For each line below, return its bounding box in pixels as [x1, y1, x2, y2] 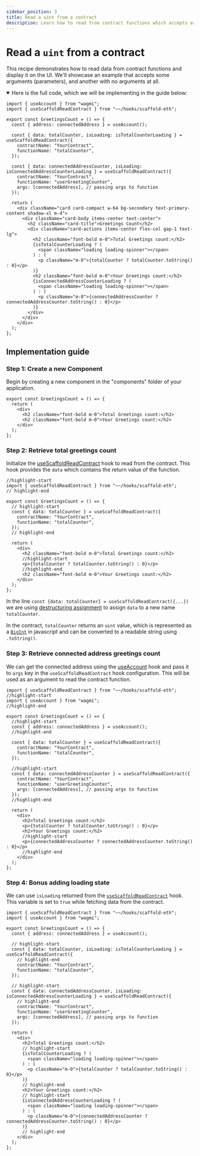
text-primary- [155, 205, 190, 212]
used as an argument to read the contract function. [6, 675, 132, 683]
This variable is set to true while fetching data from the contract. [6, 898, 165, 905]
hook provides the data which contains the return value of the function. [6, 466, 180, 473]
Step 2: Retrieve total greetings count [6, 446, 117, 454]
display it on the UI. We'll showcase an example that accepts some [6, 72, 170, 79]
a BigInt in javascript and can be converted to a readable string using [6, 628, 177, 636]
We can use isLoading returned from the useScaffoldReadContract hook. [6, 892, 183, 899]
